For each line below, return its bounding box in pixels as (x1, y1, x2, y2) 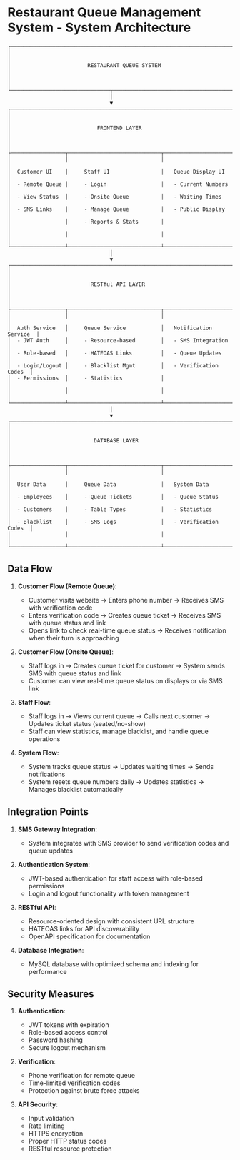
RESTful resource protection (28, 1144, 112, 1153)
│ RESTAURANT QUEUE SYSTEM (7, 61, 161, 69)
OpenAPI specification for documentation (28, 932, 151, 941)
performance (28, 967, 68, 976)
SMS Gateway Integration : (17, 825, 98, 833)
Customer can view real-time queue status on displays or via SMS (28, 676, 223, 685)
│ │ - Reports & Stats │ (7, 218, 164, 225)
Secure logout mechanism (28, 1043, 106, 1052)
